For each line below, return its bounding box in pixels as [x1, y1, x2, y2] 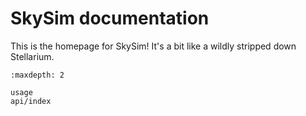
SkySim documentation [10, 7, 210, 30]
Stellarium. [10, 50, 55, 62]
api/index [10, 96, 52, 106]
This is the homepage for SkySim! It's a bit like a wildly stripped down [10, 40, 297, 52]
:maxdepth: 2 [10, 70, 65, 80]
